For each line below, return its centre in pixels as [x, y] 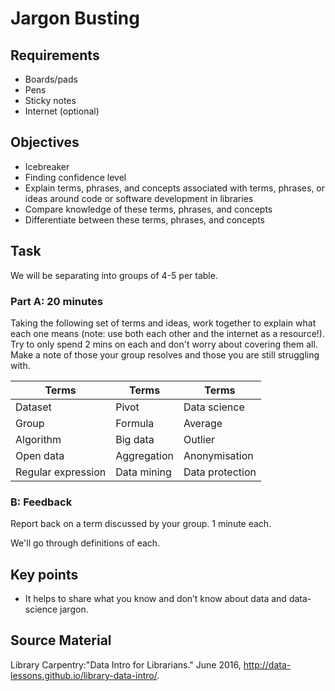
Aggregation [144, 455]
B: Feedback [41, 502]
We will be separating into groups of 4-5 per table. [114, 275]
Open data [40, 455]
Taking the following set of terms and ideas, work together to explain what [163, 323]
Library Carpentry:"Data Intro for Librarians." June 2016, [126, 664]
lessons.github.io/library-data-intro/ [84, 675]
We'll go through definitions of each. [85, 543]
